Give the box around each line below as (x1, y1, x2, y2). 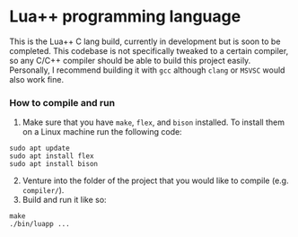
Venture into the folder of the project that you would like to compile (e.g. (22, 175, 289, 186)
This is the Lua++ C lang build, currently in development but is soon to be (9, 36, 281, 47)
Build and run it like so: (22, 195, 107, 206)
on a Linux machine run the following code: (22, 127, 182, 137)
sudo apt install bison (9, 160, 99, 169)
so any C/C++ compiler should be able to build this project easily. (9, 55, 251, 66)
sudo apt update (9, 144, 70, 154)
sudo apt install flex (9, 152, 94, 161)
